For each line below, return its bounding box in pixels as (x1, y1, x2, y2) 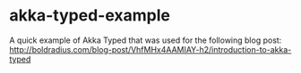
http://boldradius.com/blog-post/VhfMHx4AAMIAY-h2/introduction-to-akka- (9, 44, 292, 54)
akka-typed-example (9, 5, 170, 26)
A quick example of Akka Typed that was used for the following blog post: (9, 35, 282, 45)
